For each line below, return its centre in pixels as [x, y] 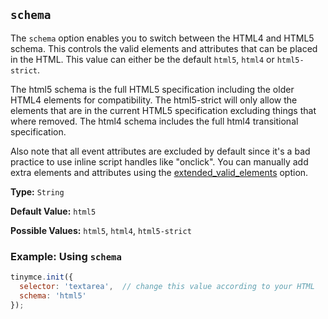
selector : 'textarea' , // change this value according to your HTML [167, 286]
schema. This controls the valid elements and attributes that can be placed [164, 48]
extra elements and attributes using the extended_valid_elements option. [159, 172]
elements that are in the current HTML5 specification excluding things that [163, 110]
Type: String [37, 191]
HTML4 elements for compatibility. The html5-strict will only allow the [154, 100]
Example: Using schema [66, 256]
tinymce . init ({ [42, 277]
